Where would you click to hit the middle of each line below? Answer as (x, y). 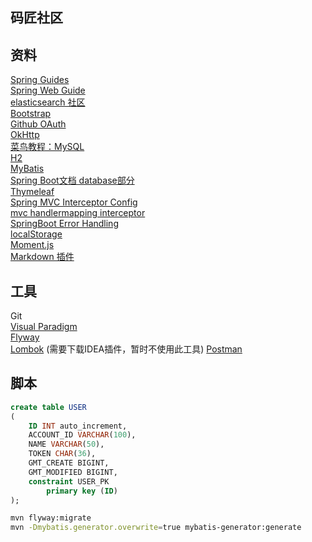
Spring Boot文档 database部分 (72, 180)
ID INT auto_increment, (78, 426)
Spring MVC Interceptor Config (74, 202)
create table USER (48, 407)
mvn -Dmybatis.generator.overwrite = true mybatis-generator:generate (156, 528)
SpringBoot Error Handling (64, 224)
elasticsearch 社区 (48, 102)
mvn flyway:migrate (51, 518)
